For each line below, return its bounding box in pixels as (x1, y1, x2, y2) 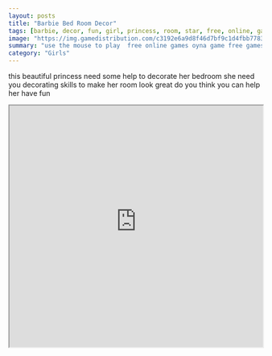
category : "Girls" (8, 49, 70, 57)
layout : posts (8, 11, 56, 20)
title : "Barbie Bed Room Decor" (8, 19, 117, 27)
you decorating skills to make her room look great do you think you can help (8, 80, 261, 89)
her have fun (8, 89, 51, 97)
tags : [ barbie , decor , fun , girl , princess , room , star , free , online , (8, 27, 253, 35)
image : (8, 34, 31, 43)
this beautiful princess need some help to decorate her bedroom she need (8, 72, 255, 81)
